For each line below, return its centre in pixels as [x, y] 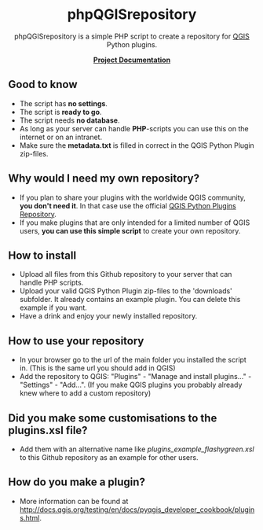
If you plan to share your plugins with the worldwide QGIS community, [132, 197]
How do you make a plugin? [77, 482]
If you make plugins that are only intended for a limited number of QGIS [135, 223]
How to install [42, 255]
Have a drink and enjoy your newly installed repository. [108, 316]
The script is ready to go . [60, 112]
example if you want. [53, 307]
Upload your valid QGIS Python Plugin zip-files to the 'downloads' [126, 291]
